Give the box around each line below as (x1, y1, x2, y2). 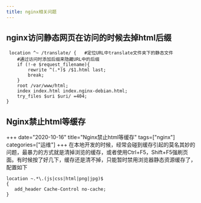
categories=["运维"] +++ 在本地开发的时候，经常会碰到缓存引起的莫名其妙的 (6, 141, 196, 148)
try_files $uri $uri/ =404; (17, 93, 87, 99)
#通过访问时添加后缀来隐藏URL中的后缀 (17, 57, 100, 63)
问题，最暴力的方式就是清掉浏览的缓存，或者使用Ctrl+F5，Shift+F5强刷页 (6, 149, 188, 156)
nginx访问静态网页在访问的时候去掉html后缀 (6, 33, 172, 43)
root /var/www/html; (17, 83, 69, 89)
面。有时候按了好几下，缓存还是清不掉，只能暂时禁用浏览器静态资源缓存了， (6, 156, 196, 163)
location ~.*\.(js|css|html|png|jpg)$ (6, 176, 104, 182)
